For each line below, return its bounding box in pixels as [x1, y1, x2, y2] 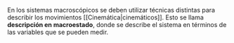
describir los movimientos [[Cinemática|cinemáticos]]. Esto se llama [7, 13, 204, 21]
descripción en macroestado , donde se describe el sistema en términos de [7, 21, 227, 28]
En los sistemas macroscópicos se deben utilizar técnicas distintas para [7, 6, 216, 14]
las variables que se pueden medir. [7, 28, 109, 36]
